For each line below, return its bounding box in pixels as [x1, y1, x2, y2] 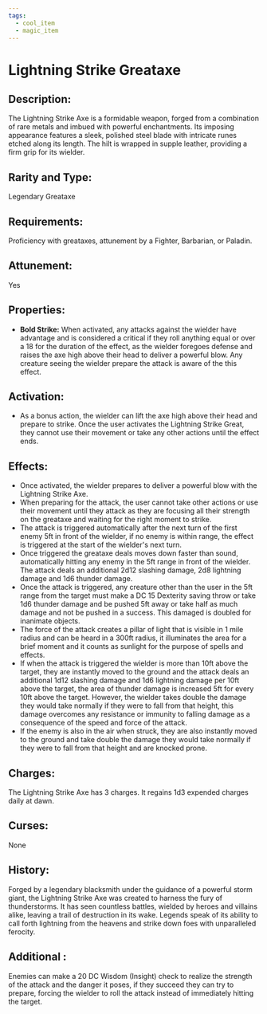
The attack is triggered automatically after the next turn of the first [19, 523, 238, 533]
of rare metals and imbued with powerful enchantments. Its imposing [8, 122, 235, 132]
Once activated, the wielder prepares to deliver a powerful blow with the [19, 481, 257, 490]
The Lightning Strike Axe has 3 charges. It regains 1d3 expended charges [8, 788, 249, 797]
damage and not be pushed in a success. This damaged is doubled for [19, 607, 252, 618]
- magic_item [15, 26, 59, 34]
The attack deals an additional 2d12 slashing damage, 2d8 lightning [19, 565, 241, 575]
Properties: [8, 304, 65, 317]
